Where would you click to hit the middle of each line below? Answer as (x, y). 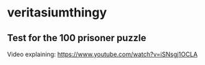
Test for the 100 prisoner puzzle (77, 38)
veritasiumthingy (57, 13)
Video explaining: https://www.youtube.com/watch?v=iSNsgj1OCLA (102, 54)
